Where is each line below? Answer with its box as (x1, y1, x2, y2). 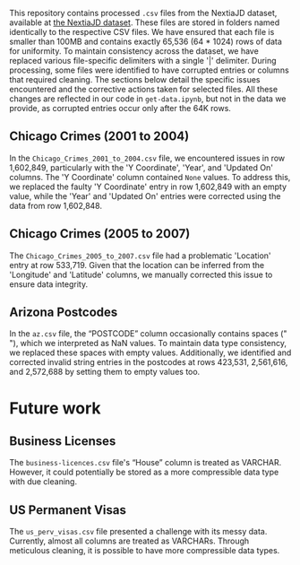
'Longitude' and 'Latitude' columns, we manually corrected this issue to (9, 269, 273, 280)
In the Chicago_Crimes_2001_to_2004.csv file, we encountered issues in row (9, 152, 286, 163)
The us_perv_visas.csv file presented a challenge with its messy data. (9, 526, 268, 537)
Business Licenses (9, 434, 116, 449)
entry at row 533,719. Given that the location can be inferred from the (9, 259, 265, 270)
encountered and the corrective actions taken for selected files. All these (9, 84, 279, 94)
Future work (9, 398, 101, 418)
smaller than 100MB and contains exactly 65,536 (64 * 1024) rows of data (9, 36, 282, 47)
